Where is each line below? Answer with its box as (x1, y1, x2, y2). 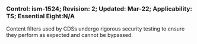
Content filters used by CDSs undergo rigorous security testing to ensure (6, 25, 185, 32)
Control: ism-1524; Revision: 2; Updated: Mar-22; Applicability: (6, 5, 193, 13)
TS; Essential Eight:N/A (6, 12, 75, 20)
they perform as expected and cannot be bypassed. (6, 32, 134, 39)
